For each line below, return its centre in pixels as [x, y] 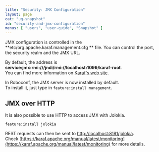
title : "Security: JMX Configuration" [45, 10]
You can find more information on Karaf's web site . [57, 73]
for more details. [128, 144]
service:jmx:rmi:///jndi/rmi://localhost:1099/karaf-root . [64, 68]
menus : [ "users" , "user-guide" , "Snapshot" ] [54, 28]
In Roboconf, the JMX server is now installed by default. [62, 83]
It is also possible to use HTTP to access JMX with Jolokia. [65, 115]
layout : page [19, 14]
